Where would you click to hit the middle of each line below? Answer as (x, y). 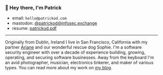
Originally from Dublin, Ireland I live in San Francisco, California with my (76, 42)
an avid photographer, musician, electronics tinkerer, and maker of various (79, 62)
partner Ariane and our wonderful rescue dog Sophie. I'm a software (73, 47)
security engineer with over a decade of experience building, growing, (75, 52)
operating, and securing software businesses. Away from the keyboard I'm (80, 58)
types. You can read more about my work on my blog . (59, 68)
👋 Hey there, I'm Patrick (33, 8)
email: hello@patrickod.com (39, 18)
